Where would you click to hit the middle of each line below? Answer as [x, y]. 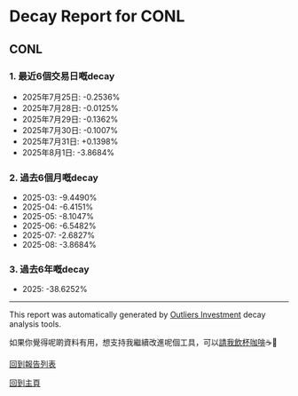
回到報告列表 [32, 364]
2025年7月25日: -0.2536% [71, 97]
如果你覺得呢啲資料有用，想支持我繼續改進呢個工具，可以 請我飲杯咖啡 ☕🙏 [143, 343]
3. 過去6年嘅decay [50, 270]
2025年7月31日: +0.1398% [70, 141]
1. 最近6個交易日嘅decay [62, 75]
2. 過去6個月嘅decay [54, 178]
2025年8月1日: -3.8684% [68, 152]
